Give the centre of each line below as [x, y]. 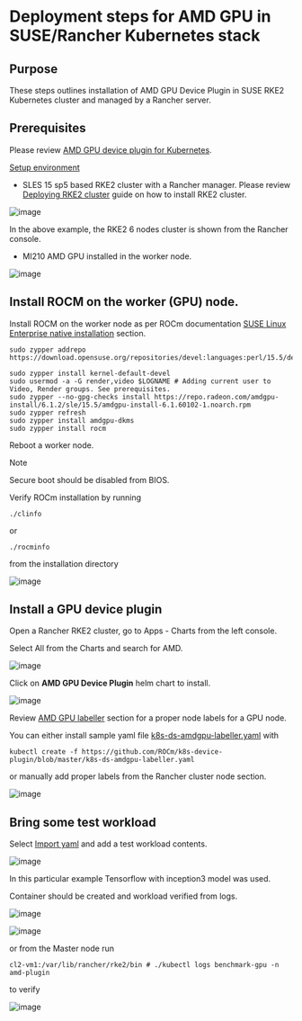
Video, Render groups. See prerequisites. [90, 389]
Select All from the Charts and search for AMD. [96, 649]
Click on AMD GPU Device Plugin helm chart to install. [110, 683]
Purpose [34, 69]
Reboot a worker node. [52, 445]
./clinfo [26, 514]
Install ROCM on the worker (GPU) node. [124, 302]
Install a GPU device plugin [86, 609]
